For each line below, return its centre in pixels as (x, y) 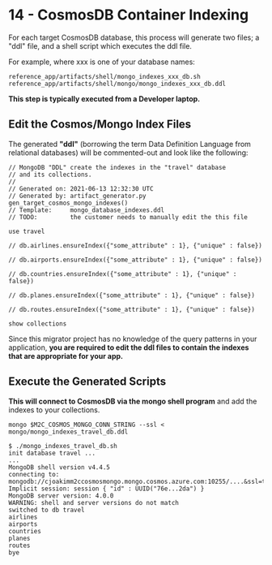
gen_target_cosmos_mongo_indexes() (68, 203)
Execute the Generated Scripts (87, 382)
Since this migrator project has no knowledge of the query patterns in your (133, 339)
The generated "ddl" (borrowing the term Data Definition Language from (130, 144)
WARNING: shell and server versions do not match (94, 502)
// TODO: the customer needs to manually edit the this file (128, 217)
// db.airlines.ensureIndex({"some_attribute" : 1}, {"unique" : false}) (136, 245)
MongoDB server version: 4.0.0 (61, 496)
